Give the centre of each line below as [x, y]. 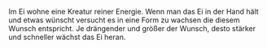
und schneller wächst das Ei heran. [67, 37]
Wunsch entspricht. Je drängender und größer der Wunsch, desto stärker [132, 28]
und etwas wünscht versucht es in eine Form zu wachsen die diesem [124, 20]
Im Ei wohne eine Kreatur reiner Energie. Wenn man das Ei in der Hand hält [133, 12]
